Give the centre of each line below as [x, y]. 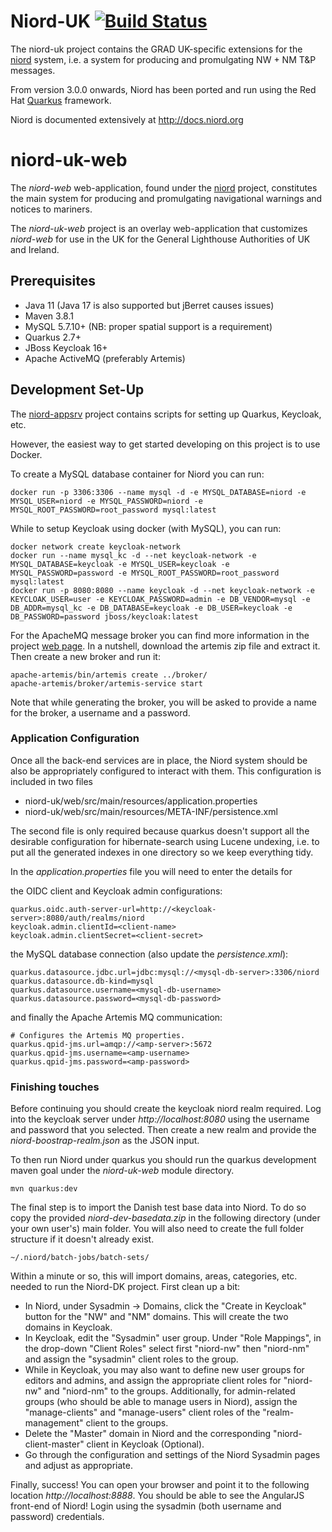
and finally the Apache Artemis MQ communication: [116, 1017]
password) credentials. [57, 1517]
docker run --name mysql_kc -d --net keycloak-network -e [133, 555]
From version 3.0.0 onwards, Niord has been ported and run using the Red [163, 89]
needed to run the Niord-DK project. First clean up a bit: [125, 1287]
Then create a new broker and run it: [85, 656]
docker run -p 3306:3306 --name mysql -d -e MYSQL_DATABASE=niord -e [158, 492]
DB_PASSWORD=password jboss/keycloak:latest [104, 616]
